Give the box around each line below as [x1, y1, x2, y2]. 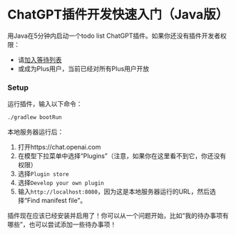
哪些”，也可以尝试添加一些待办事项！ [7, 220, 117, 229]
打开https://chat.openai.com [17, 143, 101, 152]
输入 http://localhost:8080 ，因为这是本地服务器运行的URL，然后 [17, 187, 210, 196]
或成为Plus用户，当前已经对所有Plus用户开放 [17, 64, 150, 73]
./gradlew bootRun [7, 114, 62, 121]
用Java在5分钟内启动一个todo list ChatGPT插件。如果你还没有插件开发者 [7, 31, 221, 40]
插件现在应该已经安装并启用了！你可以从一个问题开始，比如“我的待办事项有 [7, 211, 230, 220]
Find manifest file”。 [26, 197, 87, 205]
